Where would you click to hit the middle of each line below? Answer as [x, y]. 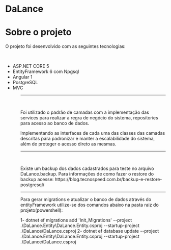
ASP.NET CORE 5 [31, 66]
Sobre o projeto [38, 32]
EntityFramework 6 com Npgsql [46, 71]
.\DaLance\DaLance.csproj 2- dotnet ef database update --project [90, 231]
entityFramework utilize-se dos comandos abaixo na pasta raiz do [89, 205]
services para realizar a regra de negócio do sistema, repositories [89, 118]
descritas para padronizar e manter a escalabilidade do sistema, [88, 139]
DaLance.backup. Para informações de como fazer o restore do [87, 174]
